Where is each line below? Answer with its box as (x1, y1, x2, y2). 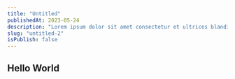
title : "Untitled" (7, 10, 61, 17)
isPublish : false (7, 36, 58, 43)
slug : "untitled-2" (7, 29, 64, 37)
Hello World (7, 62, 59, 74)
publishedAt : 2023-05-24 (7, 17, 80, 24)
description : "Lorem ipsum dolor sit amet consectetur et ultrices (7, 23, 208, 30)
